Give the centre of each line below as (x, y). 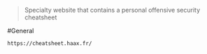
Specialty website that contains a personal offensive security (112, 10)
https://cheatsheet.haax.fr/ (50, 44)
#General (21, 31)
